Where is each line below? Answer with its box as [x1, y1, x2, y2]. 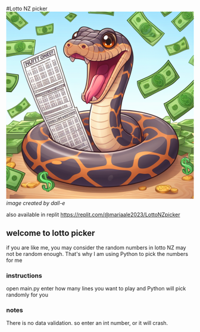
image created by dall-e [6, 200, 65, 207]
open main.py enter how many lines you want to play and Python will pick [6, 285, 186, 292]
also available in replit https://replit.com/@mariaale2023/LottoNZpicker [6, 211, 180, 218]
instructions [6, 271, 43, 280]
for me [6, 257, 23, 264]
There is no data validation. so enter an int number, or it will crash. [6, 320, 168, 327]
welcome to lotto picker [6, 228, 95, 238]
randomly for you [6, 291, 49, 299]
